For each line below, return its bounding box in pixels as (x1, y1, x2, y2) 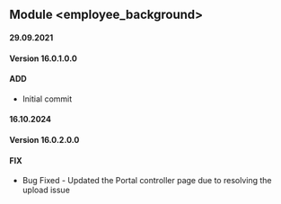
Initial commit (22, 93, 73, 104)
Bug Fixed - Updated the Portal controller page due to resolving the (22, 175, 272, 186)
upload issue (22, 184, 70, 196)
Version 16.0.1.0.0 (9, 53, 78, 64)
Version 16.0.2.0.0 (9, 134, 80, 145)
